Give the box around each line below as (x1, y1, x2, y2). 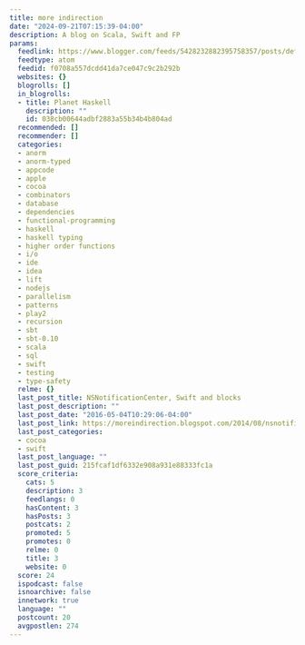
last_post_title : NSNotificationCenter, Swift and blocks (17, 393, 242, 402)
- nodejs (17, 283, 51, 293)
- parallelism (17, 292, 71, 301)
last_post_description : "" (17, 402, 120, 412)
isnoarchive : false (17, 588, 92, 597)
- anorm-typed (17, 156, 71, 166)
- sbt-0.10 (17, 334, 59, 343)
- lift (17, 275, 43, 284)
